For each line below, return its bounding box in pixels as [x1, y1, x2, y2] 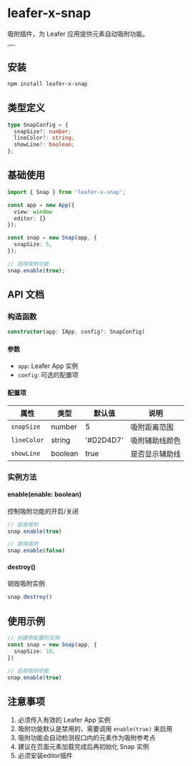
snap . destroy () [7, 593, 53, 601]
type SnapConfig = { [7, 121, 69, 128]
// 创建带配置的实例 [7, 635, 60, 642]
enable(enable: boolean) [7, 490, 82, 499]
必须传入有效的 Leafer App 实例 [17, 715, 111, 725]
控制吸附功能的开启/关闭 [7, 506, 79, 515]
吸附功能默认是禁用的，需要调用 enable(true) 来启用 [17, 725, 173, 733]
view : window [14, 208, 53, 215]
